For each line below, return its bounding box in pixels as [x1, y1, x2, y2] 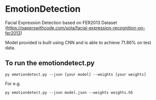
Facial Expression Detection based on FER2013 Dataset [5, 20, 117, 25]
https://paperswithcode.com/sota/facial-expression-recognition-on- [6, 25, 145, 30]
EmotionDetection [5, 3, 81, 15]
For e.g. [5, 80, 21, 86]
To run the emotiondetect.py [5, 59, 95, 67]
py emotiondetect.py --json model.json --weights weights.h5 [5, 90, 133, 95]
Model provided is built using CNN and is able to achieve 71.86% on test [5, 39, 152, 45]
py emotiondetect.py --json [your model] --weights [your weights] [5, 72, 147, 77]
